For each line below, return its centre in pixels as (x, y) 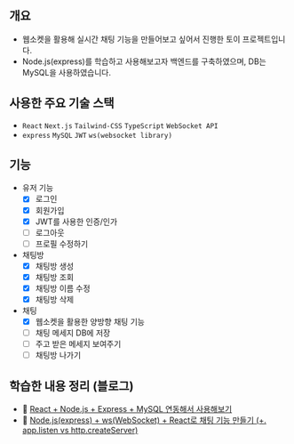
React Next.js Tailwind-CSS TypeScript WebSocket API (120, 126)
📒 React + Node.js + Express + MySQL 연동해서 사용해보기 (127, 409)
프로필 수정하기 (62, 244)
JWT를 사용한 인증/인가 (76, 222)
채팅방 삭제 (54, 299)
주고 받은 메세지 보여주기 (78, 344)
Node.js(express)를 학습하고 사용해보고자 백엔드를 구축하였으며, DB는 (144, 61)
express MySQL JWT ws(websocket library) (97, 135)
